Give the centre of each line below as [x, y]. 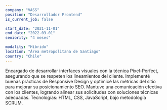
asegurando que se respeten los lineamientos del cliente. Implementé [78, 76]
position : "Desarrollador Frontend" [44, 15]
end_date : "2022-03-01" [30, 33]
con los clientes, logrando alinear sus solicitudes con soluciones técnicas [82, 92]
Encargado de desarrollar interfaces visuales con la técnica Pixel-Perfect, [82, 71]
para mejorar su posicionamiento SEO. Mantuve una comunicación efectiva [83, 87]
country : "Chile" [24, 56]
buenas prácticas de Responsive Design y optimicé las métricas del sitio [80, 81]
